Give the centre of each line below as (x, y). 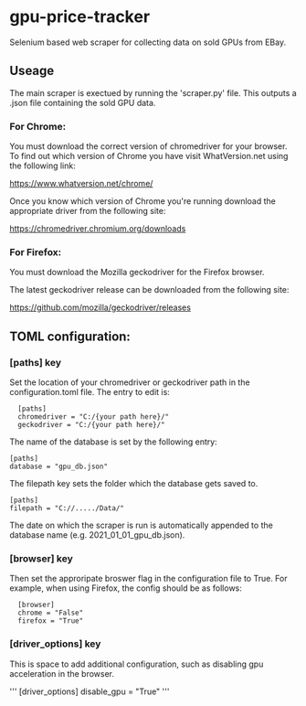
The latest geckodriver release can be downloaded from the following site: (149, 290)
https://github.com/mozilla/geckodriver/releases (100, 307)
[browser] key (41, 558)
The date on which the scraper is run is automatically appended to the (142, 525)
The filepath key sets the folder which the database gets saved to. (134, 484)
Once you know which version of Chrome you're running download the (142, 201)
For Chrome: (38, 126)
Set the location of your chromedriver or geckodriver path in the (130, 382)
